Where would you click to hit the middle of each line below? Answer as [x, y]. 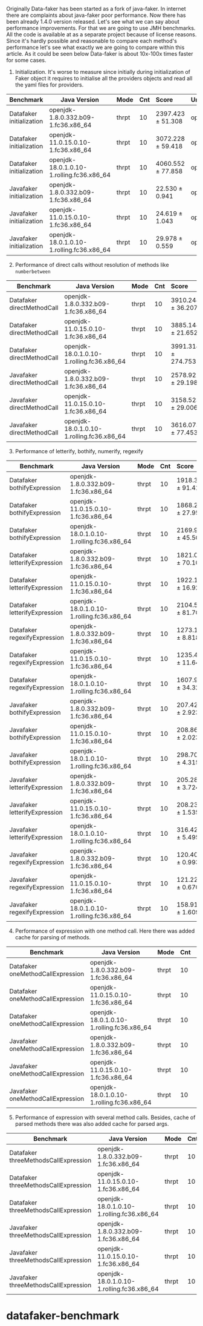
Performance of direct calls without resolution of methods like [92, 265]
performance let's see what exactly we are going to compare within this [95, 47]
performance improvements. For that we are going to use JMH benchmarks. [101, 28]
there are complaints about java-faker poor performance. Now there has [96, 15]
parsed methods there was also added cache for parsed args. [92, 1124]
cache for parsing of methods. [53, 937]
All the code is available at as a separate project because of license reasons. [101, 34]
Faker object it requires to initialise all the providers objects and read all [104, 78]
